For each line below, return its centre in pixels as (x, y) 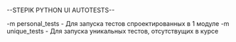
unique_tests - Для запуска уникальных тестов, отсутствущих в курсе (113, 31)
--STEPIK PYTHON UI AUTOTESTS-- (61, 10)
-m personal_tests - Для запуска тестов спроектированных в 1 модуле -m (118, 23)
